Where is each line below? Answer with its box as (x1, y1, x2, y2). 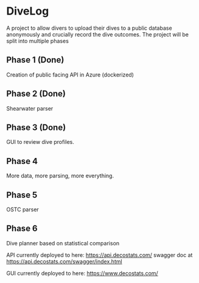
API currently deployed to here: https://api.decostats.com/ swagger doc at (6, 251, 193, 259)
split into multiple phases (6, 37, 69, 44)
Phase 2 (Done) (6, 89, 66, 99)
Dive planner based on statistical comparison (6, 239, 120, 247)
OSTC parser (6, 206, 40, 213)
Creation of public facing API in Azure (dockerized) (6, 71, 134, 78)
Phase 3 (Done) (6, 122, 66, 132)
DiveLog (6, 4, 49, 18)
